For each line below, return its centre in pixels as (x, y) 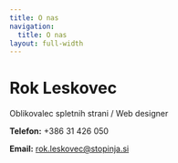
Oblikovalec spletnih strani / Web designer (89, 114)
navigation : (32, 26)
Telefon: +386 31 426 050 (59, 131)
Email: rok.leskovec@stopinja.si (69, 149)
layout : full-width (47, 43)
